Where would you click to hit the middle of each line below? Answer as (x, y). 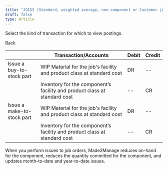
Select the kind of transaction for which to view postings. (64, 33)
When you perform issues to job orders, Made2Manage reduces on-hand (81, 150)
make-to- (20, 111)
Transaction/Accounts (81, 55)
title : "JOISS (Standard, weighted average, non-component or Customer (81, 10)
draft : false (19, 14)
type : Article (20, 19)
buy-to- (18, 70)
